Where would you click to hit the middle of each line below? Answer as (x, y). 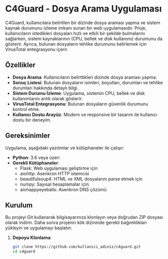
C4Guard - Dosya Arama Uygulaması (83, 9)
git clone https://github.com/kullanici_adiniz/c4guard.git (76, 247)
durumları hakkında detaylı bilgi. (45, 88)
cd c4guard (24, 251)
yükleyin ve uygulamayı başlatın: (39, 228)
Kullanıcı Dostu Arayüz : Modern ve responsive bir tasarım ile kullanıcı (85, 114)
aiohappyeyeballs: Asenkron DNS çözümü (63, 189)
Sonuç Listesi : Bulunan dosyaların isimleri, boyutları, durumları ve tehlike (88, 82)
